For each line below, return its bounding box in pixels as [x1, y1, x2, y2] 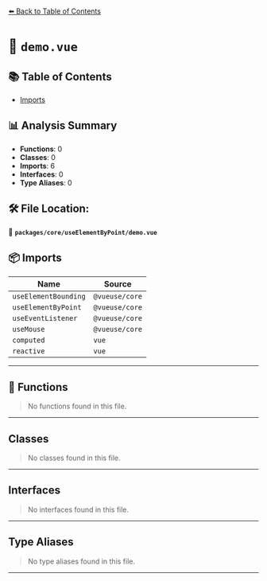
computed [12, 336, 45, 345]
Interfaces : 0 [19, 170, 64, 179]
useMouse [12, 325, 45, 334]
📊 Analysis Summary [8, 119, 118, 133]
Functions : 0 [19, 144, 63, 154]
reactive [12, 347, 45, 356]
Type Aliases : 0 [19, 177, 73, 187]
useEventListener [12, 314, 78, 323]
